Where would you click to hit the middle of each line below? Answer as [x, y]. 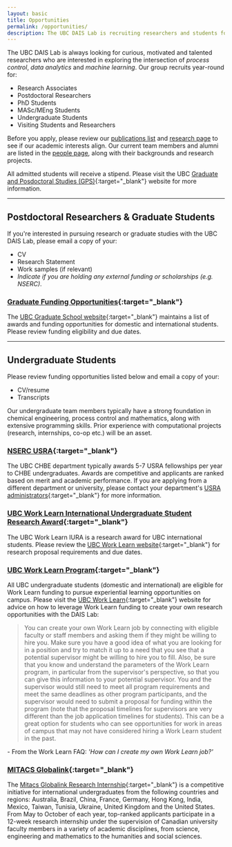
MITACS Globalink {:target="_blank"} [70, 769]
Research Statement [46, 262]
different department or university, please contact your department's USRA [114, 488]
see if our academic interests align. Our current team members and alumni [113, 146]
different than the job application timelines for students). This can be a [124, 716]
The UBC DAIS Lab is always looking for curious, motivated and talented [110, 53]
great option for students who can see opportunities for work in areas [123, 724]
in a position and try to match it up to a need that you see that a [114, 650]
